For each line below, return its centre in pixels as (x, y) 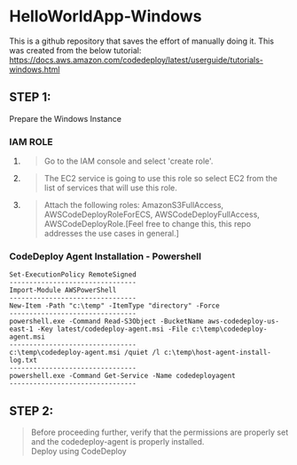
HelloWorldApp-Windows (106, 16)
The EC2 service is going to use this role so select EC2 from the (160, 179)
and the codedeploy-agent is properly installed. (117, 442)
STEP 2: (31, 411)
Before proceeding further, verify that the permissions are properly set (160, 432)
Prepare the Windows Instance (66, 118)
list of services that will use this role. (110, 188)
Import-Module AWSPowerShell (63, 291)
